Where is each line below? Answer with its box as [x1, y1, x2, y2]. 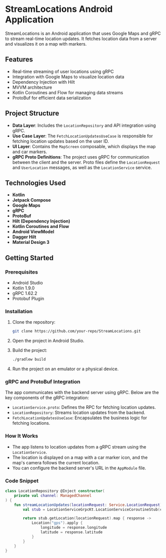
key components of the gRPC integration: [5, 395, 89, 401]
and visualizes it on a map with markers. [5, 41, 87, 47]
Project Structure [5, 109, 59, 117]
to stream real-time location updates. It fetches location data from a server [5, 36, 157, 42]
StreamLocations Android [5, 3, 113, 15]
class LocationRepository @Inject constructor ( [5, 489, 105, 494]
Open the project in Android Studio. [12, 338, 85, 344]
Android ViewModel [12, 229, 54, 235]
